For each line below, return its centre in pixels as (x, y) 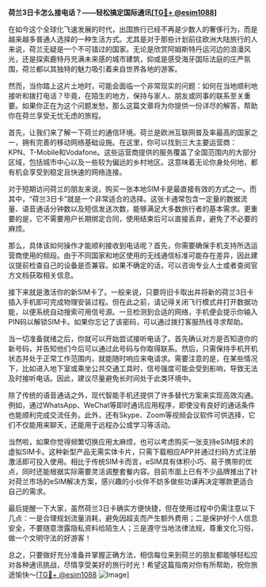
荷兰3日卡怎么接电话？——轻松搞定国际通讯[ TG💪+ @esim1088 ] (113, 12)
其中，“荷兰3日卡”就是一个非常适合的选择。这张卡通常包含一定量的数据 (124, 199)
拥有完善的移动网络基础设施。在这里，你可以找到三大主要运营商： (129, 142)
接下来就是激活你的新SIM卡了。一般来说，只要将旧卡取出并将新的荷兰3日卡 (131, 292)
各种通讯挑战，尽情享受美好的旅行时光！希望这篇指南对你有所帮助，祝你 (133, 565)
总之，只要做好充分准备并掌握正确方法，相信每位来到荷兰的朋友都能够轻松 (129, 555)
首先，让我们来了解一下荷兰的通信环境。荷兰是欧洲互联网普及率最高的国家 (129, 132)
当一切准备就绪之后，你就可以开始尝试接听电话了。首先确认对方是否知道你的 (133, 339)
